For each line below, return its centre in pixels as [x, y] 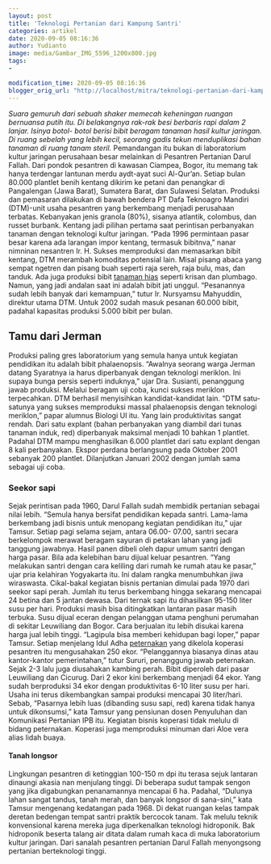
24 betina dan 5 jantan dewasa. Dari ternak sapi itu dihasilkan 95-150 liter [130, 600]
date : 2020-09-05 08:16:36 [54, 38]
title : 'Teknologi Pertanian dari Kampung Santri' [95, 23]
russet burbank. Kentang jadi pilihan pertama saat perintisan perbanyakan [131, 225]
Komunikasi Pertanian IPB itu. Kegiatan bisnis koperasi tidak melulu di [124, 720]
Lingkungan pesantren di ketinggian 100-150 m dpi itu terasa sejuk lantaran [133, 774]
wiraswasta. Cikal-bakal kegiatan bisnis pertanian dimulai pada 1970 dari [129, 583]
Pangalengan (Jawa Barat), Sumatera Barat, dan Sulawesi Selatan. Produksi [134, 191]
